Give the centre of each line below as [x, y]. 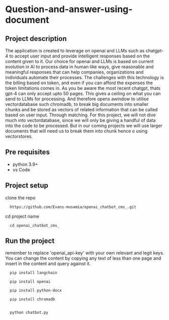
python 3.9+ [25, 164]
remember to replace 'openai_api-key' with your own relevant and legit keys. [85, 253]
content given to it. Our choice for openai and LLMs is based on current [79, 61]
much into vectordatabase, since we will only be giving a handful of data [80, 120]
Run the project [30, 241]
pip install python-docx [36, 291]
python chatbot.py [29, 313]
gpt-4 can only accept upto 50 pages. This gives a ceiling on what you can [83, 93]
